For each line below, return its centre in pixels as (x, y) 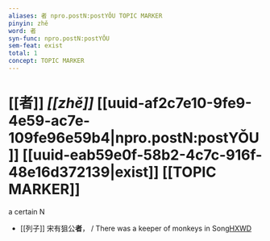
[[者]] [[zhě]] (51, 104)
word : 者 (22, 31)
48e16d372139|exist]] (84, 172)
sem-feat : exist (35, 46)
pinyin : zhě (28, 23)
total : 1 (23, 53)
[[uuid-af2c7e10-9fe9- (174, 104)
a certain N (27, 211)
